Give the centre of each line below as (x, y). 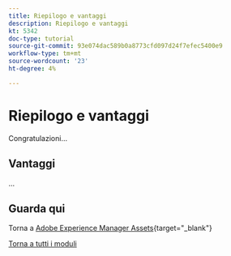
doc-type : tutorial (41, 38)
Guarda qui (37, 209)
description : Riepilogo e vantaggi (68, 23)
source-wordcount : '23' (49, 62)
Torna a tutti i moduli (43, 244)
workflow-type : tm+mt (45, 53)
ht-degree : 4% (32, 69)
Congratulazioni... (38, 138)
